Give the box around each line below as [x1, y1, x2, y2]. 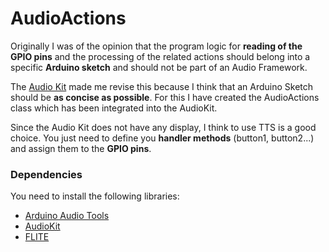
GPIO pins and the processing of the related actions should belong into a [10, 50, 311, 62]
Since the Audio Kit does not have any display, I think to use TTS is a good [10, 121, 317, 133]
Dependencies [10, 167, 83, 181]
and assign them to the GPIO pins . [10, 142, 152, 154]
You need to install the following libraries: [10, 190, 180, 202]
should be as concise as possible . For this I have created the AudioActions [10, 91, 320, 103]
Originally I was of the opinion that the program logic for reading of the [10, 40, 303, 52]
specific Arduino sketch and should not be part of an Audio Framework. [10, 61, 308, 73]
